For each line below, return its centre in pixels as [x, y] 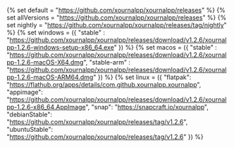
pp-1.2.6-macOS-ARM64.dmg [50, 77]
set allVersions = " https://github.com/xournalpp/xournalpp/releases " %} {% [117, 18]
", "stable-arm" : [107, 62]
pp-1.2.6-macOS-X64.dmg [45, 62]
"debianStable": [30, 114]
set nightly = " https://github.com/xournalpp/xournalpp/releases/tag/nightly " [117, 25]
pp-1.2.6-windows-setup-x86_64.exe [60, 47]
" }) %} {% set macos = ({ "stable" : [166, 47]
